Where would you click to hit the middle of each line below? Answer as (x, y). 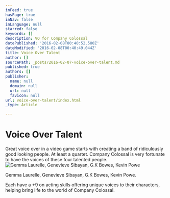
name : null (21, 81)
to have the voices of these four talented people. (56, 160)
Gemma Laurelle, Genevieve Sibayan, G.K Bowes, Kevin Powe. (71, 175)
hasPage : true (20, 15)
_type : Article (21, 105)
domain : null (24, 86)
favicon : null (25, 95)
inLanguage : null (24, 24)
